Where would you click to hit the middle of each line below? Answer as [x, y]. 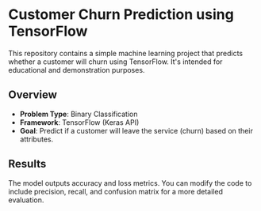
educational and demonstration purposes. [77, 70]
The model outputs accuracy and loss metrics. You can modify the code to [130, 183]
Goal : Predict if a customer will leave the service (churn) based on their [136, 130]
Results [27, 164]
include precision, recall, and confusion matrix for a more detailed [116, 191]
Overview [33, 95]
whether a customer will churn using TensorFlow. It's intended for [115, 62]
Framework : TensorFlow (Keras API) [79, 122]
